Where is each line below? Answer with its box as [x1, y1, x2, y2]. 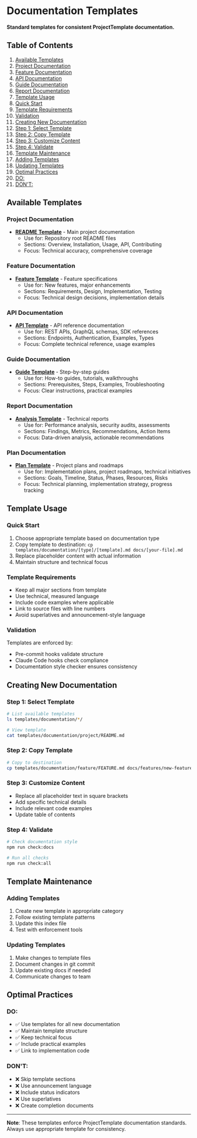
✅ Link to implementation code [15, 1047, 90, 1054]
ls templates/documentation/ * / [6, 716, 83, 722]
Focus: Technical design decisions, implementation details [23, 294, 164, 301]
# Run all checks [6, 855, 49, 861]
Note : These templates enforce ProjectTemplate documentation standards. [6, 1119, 187, 1126]
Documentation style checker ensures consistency [15, 663, 138, 670]
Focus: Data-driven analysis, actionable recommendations [23, 434, 164, 441]
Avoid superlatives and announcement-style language [15, 611, 146, 618]
